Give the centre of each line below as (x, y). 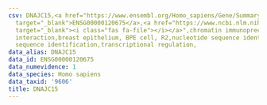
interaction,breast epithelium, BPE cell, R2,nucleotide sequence (128, 37)
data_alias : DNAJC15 (43, 52)
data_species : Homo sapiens (55, 74)
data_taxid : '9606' (41, 81)
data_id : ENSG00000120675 (51, 60)
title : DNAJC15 (33, 89)
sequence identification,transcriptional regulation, (106, 45)
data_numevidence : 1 (43, 67)
